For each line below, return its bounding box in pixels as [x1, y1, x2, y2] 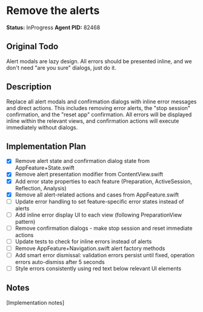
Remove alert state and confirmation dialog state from [15, 158, 150, 165]
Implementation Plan [6, 141, 87, 151]
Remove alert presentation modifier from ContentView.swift [15, 171, 164, 178]
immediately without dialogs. [6, 123, 78, 131]
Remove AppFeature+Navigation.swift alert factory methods [15, 244, 165, 252]
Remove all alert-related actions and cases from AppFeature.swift [15, 191, 179, 198]
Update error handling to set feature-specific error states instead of [15, 198, 184, 205]
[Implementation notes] [6, 299, 65, 306]
